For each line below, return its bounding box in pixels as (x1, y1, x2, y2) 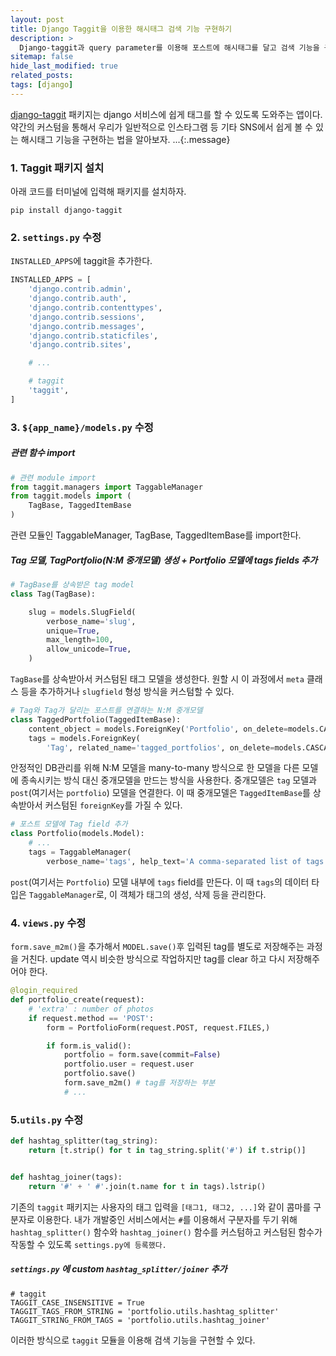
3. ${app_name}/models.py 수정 (10, 420, 154, 434)
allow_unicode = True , (46, 644, 132, 655)
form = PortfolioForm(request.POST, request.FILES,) (46, 1022, 271, 1033)
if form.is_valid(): (46, 1041, 132, 1051)
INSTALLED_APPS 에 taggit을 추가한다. (10, 255, 153, 267)
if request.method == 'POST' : (28, 1013, 155, 1023)
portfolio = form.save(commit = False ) (63, 1050, 222, 1060)
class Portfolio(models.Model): (10, 829, 145, 839)
